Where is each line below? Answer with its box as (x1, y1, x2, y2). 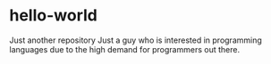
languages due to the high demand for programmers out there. (9, 44, 240, 54)
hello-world (9, 5, 98, 26)
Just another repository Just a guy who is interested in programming (9, 35, 262, 45)
